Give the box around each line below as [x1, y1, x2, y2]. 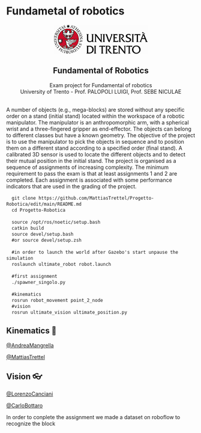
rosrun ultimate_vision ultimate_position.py [11, 309, 128, 315]
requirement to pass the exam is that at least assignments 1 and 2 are [6, 170, 178, 177]
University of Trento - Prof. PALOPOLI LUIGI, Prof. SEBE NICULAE [20, 88, 182, 95]
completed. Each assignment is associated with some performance [6, 176, 172, 183]
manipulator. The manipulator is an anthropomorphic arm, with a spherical [6, 118, 189, 126]
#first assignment [11, 273, 58, 279]
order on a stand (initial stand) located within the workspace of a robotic [6, 112, 185, 120]
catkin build [11, 225, 44, 231]
